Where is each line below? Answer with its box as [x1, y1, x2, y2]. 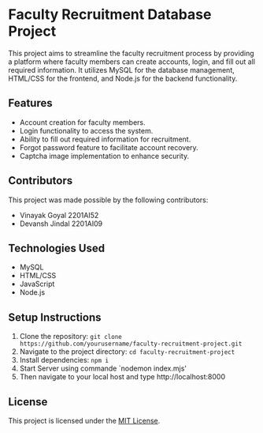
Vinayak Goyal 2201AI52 [19, 210, 99, 220]
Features [8, 96, 53, 110]
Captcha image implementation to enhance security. [19, 151, 190, 160]
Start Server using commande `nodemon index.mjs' [19, 363, 187, 373]
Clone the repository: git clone [19, 332, 122, 341]
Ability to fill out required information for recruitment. [19, 134, 191, 144]
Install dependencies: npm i [19, 356, 109, 365]
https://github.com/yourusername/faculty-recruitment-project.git [19, 340, 243, 348]
